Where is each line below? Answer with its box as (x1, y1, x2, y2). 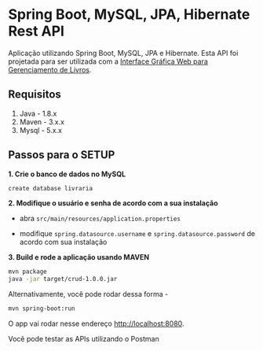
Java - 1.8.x (19, 109, 57, 118)
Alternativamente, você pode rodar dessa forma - (8, 290, 169, 299)
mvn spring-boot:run (8, 305, 76, 312)
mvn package (8, 268, 47, 276)
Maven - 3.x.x (19, 116, 65, 127)
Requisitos (8, 88, 61, 102)
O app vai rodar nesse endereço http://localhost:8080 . (8, 319, 184, 328)
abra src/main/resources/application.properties (19, 214, 181, 224)
